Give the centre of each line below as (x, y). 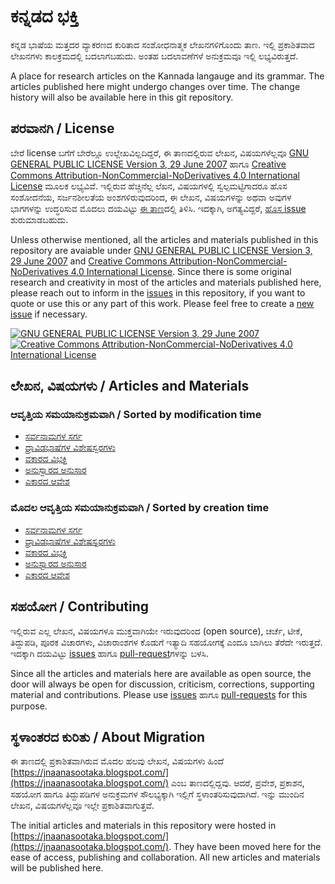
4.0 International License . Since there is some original (181, 271)
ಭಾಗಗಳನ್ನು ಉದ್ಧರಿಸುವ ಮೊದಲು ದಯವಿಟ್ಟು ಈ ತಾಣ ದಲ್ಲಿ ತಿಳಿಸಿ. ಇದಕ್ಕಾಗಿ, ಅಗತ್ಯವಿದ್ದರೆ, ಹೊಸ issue (158, 208)
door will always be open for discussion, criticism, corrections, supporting (162, 684)
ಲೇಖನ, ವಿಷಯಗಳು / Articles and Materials (130, 386)
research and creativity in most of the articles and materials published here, (166, 282)
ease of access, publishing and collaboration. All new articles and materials (165, 857)
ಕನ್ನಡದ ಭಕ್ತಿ (45, 16)
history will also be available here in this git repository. (122, 97)
